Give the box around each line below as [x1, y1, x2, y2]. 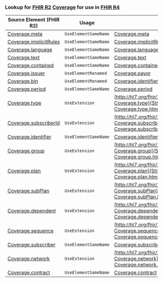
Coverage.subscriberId [7, 120, 60, 126]
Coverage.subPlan [7, 188, 49, 194]
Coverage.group [7, 147, 45, 154]
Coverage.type [7, 100, 42, 107]
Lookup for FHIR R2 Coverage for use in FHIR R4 [5, 4, 120, 11]
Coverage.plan [7, 168, 41, 174]
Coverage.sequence [7, 227, 54, 234]
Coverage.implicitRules [7, 38, 60, 45]
